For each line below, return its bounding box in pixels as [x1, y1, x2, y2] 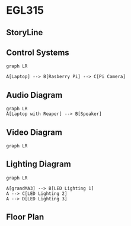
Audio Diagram [6, 90, 63, 100]
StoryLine [6, 27, 43, 38]
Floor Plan [6, 212, 44, 222]
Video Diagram [6, 127, 62, 137]
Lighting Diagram [6, 159, 71, 169]
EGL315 [6, 4, 44, 17]
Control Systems [6, 47, 69, 57]
